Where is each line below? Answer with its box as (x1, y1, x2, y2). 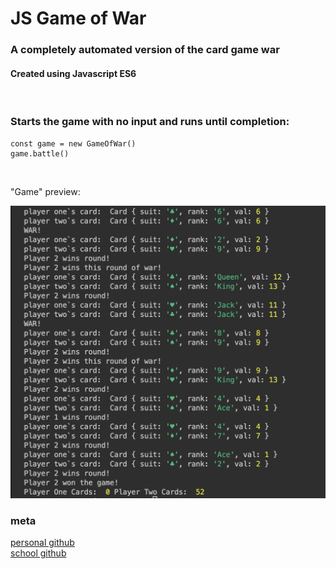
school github (10, 547, 67, 559)
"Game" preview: (10, 185, 81, 197)
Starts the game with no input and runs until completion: (10, 115, 290, 129)
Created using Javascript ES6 (10, 67, 137, 79)
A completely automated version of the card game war (10, 43, 280, 57)
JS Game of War (10, 7, 147, 30)
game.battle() (10, 148, 70, 159)
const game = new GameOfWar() (10, 138, 137, 149)
